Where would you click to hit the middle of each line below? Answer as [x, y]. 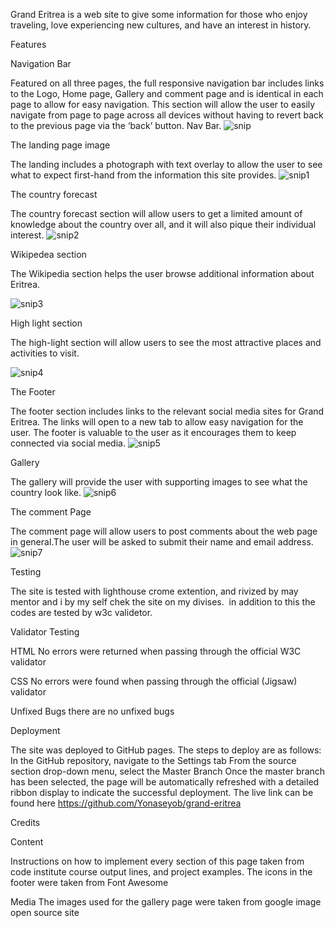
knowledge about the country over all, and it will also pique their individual [163, 224]
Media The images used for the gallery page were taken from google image [166, 902]
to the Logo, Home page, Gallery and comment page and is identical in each [167, 93]
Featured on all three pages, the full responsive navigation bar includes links [167, 83]
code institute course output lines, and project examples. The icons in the [161, 872]
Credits [25, 822]
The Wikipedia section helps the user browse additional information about [162, 273]
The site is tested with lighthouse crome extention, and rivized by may [154, 591]
